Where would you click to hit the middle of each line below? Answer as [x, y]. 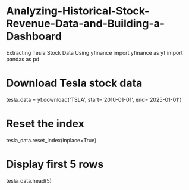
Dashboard [34, 36]
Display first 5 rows [55, 164]
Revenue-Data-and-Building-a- [86, 24]
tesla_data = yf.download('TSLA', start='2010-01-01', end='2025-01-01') [94, 99]
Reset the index [45, 124]
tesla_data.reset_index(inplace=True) [51, 140]
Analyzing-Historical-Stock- [78, 11]
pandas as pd [23, 59]
